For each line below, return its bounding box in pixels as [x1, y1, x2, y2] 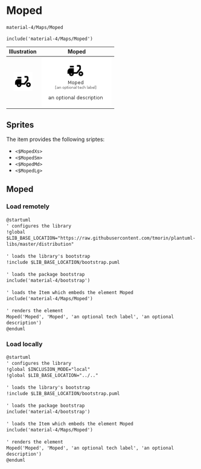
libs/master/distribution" [6, 241, 74, 247]
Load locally [6, 339, 43, 348]
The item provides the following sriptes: [6, 136, 105, 143]
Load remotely [6, 202, 50, 211]
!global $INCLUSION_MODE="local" [6, 366, 91, 372]
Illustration [8, 48, 37, 55]
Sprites [6, 119, 34, 130]
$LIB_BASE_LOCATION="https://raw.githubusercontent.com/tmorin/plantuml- [6, 235, 196, 241]
